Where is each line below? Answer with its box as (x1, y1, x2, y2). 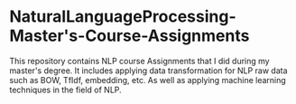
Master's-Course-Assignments (9, 25, 250, 46)
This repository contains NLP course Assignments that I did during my (9, 55, 270, 66)
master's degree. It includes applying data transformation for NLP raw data (9, 65, 288, 76)
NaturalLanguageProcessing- (9, 6, 236, 27)
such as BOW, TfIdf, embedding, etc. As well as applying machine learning (9, 74, 286, 85)
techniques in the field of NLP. (9, 84, 122, 95)
